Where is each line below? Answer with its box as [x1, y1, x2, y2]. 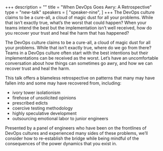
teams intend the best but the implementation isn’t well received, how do [5, 25, 152, 31]
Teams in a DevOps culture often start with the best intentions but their [5, 50, 149, 56]
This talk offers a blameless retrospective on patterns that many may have [5, 75, 155, 81]
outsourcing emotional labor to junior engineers [12, 116, 109, 121]
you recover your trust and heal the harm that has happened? [5, 30, 129, 36]
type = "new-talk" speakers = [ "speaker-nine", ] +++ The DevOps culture [5, 9, 155, 15]
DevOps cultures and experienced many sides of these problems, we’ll [5, 130, 148, 136]
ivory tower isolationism [12, 90, 60, 95]
